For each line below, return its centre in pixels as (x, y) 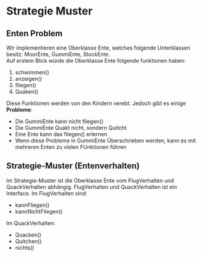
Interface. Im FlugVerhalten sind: (47, 193)
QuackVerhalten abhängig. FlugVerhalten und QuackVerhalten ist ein (92, 187)
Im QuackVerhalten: (31, 223)
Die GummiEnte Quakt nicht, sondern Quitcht (71, 128)
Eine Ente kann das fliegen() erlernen (61, 134)
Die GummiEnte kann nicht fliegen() (59, 121)
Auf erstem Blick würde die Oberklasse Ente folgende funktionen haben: (96, 61)
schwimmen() (32, 72)
